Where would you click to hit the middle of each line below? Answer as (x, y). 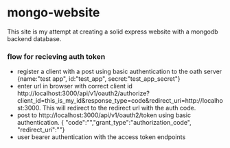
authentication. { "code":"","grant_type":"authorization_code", (104, 123)
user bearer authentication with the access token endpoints (101, 137)
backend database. (34, 38)
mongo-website (54, 13)
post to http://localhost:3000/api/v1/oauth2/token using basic (104, 115)
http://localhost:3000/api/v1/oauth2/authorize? (83, 93)
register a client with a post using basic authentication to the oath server (119, 72)
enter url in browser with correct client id (74, 86)
